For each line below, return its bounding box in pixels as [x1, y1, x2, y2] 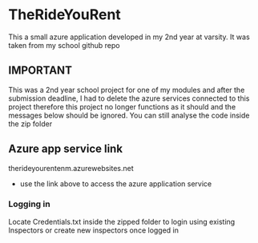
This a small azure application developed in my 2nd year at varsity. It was [8, 32, 250, 42]
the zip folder [8, 118, 53, 129]
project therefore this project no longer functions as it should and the [8, 102, 236, 111]
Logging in [8, 198, 50, 209]
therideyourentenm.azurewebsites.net [8, 163, 134, 173]
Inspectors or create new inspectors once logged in [8, 225, 179, 235]
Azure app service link [8, 142, 123, 156]
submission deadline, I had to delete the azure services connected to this [8, 94, 250, 103]
